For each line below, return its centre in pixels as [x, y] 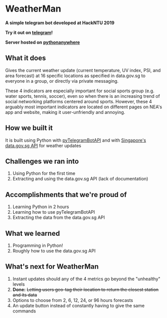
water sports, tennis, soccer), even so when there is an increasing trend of [83, 96]
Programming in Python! [38, 245]
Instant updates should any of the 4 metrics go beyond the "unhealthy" [86, 279]
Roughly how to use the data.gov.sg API [54, 251]
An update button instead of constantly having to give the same [78, 305]
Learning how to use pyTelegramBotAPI [54, 212]
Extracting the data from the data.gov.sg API [59, 218]
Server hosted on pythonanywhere [43, 42]
